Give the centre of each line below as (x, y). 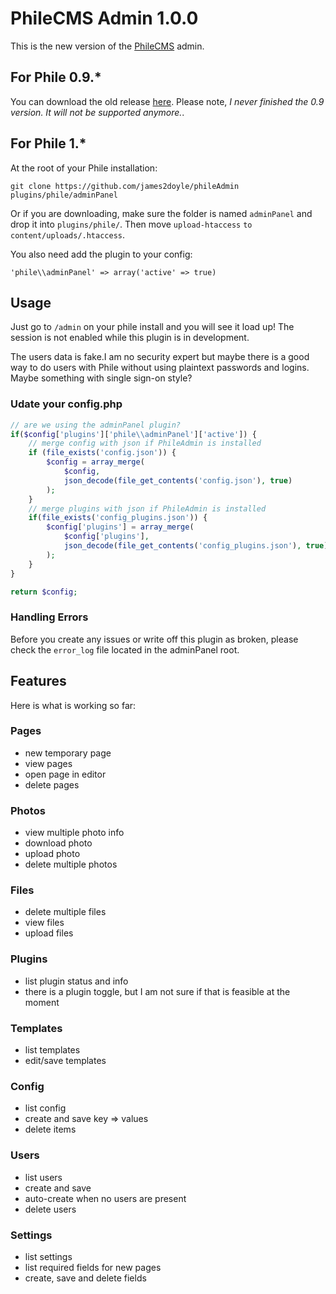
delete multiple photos (71, 864)
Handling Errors (49, 617)
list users (43, 1177)
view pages (48, 763)
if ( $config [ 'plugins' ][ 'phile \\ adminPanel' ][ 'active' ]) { (133, 434)
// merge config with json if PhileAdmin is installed (145, 443)
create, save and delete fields (85, 1278)
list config (45, 1108)
